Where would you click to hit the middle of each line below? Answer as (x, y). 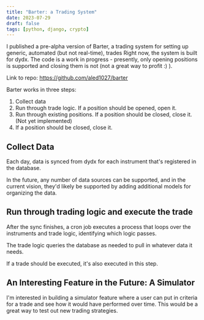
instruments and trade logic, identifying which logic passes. (81, 233)
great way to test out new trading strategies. (62, 310)
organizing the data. (32, 193)
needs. (15, 251)
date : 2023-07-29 (28, 18)
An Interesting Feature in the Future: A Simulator (100, 283)
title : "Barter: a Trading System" (52, 12)
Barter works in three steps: (41, 90)
